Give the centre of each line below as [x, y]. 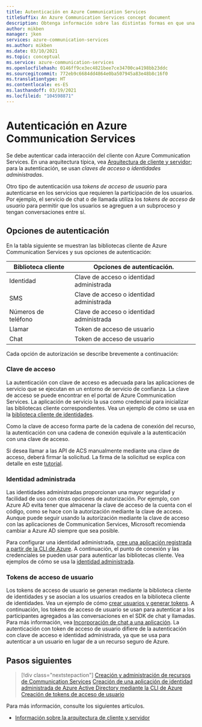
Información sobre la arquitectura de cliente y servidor [82, 718]
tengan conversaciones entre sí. [46, 212]
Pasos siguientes [39, 660]
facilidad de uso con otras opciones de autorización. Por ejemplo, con [93, 499]
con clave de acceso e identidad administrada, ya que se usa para [88, 635]
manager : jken [24, 34]
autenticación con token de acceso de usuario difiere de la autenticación [96, 629]
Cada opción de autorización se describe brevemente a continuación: [92, 354]
